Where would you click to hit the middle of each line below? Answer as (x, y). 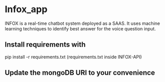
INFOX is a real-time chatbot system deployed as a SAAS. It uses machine (82, 23)
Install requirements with (45, 45)
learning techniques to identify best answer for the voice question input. (80, 28)
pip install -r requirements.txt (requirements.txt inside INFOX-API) (73, 57)
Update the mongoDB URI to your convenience (80, 73)
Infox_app (26, 9)
